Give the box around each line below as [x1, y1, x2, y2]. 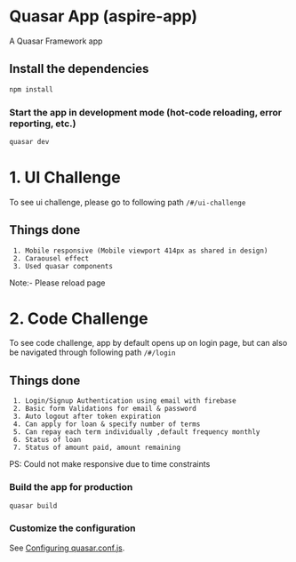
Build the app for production [9, 481, 133, 494]
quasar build [9, 501, 58, 510]
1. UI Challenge [9, 167, 122, 188]
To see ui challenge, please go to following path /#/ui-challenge [9, 197, 246, 207]
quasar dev [9, 137, 50, 146]
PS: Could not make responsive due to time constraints [9, 459, 211, 470]
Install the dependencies [9, 61, 149, 76]
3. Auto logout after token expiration [12, 412, 162, 421]
